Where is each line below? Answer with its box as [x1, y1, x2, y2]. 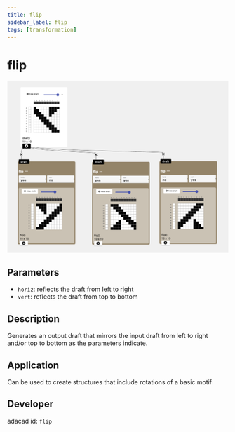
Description [7, 313, 60, 325]
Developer [7, 398, 54, 410]
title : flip [7, 11, 42, 18]
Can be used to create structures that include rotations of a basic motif [7, 378, 213, 386]
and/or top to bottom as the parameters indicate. [7, 339, 148, 347]
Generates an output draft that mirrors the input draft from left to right [7, 332, 208, 340]
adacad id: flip [7, 417, 53, 425]
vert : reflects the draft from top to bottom [17, 292, 138, 301]
